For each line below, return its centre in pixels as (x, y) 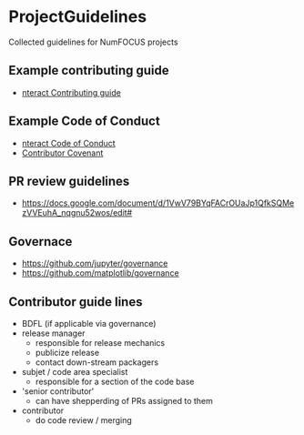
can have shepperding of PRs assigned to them (124, 401)
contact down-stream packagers (97, 362)
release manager (53, 333)
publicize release (67, 353)
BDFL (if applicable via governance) (89, 324)
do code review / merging (84, 420)
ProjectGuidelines (78, 17)
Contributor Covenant (62, 153)
